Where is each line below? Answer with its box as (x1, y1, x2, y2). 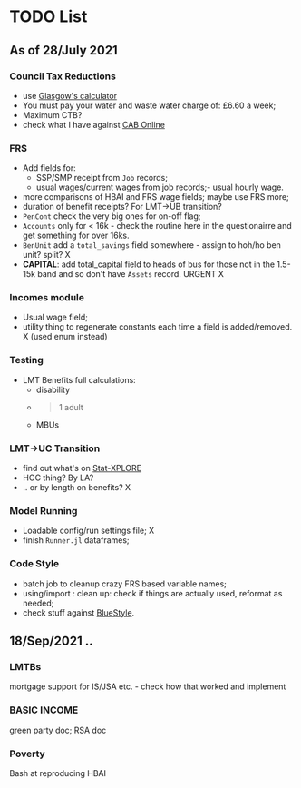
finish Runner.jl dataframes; (22, 535, 130, 546)
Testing (9, 354, 44, 367)
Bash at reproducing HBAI (9, 767, 107, 778)
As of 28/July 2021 (9, 43, 118, 58)
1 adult (58, 401, 83, 412)
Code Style (9, 557, 60, 570)
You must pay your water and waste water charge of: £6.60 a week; (22, 100, 277, 111)
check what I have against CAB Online (22, 119, 166, 130)
